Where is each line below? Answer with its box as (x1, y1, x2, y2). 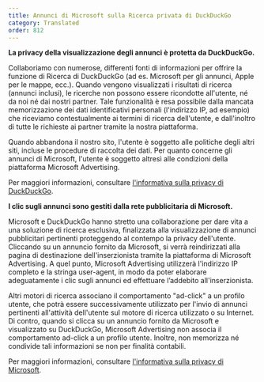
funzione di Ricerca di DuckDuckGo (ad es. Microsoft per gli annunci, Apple (8, 72, 255, 81)
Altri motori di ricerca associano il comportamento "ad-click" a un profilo (8, 291, 245, 301)
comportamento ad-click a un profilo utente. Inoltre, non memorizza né (8, 333, 239, 342)
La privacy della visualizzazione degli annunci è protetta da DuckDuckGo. (8, 48, 255, 58)
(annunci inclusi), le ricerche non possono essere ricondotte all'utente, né (8, 89, 248, 98)
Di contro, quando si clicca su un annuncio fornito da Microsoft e (8, 316, 220, 326)
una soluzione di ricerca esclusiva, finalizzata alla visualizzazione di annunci (8, 225, 257, 235)
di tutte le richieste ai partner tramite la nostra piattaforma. (8, 122, 198, 131)
